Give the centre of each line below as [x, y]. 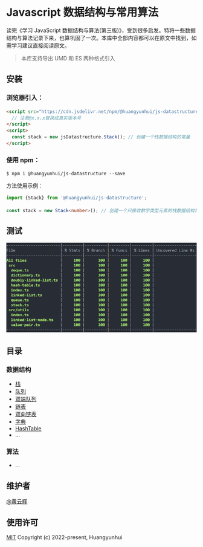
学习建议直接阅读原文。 [40, 45]
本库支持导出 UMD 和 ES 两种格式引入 [68, 58]
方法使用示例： [25, 186]
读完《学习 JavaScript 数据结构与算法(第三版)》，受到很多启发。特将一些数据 [101, 30]
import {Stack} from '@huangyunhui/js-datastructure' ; [77, 198]
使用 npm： [23, 160]
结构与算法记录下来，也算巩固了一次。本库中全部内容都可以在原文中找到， [99, 37]
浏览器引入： [25, 98]
